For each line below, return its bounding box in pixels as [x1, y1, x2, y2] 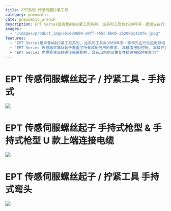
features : [5, 36, 26, 41]
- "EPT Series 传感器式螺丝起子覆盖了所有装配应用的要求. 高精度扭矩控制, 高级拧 [10, 45, 164, 50]
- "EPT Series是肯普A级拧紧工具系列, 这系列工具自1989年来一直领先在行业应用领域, [10, 41, 168, 46]
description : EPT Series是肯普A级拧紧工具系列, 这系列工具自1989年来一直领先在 [5, 21, 161, 27]
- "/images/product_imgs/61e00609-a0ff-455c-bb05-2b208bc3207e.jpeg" [10, 31, 160, 36]
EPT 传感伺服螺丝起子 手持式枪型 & [5, 122, 151, 133]
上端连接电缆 [60, 135, 115, 146]
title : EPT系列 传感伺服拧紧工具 [5, 7, 69, 13]
